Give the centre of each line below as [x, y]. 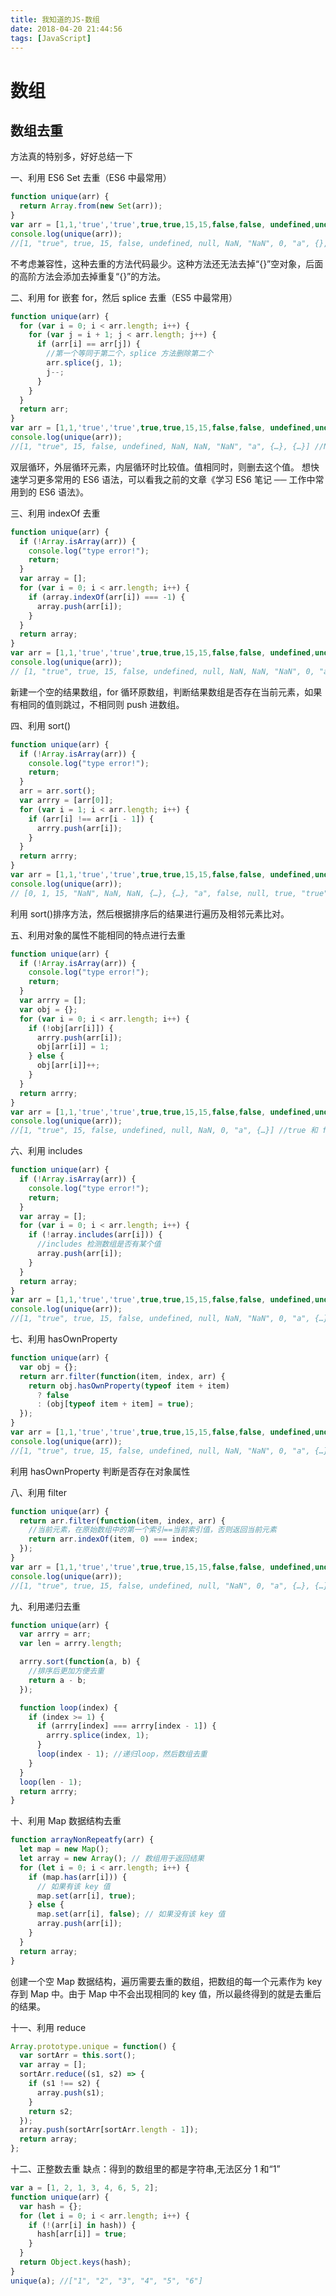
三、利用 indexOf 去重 [55, 513]
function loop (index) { [68, 1707]
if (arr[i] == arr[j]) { [88, 344]
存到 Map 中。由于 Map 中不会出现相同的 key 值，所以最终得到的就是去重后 [166, 1993]
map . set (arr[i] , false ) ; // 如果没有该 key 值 [131, 1914]
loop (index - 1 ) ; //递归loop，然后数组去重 [122, 1754]
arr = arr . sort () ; [58, 791]
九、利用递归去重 [45, 1606]
